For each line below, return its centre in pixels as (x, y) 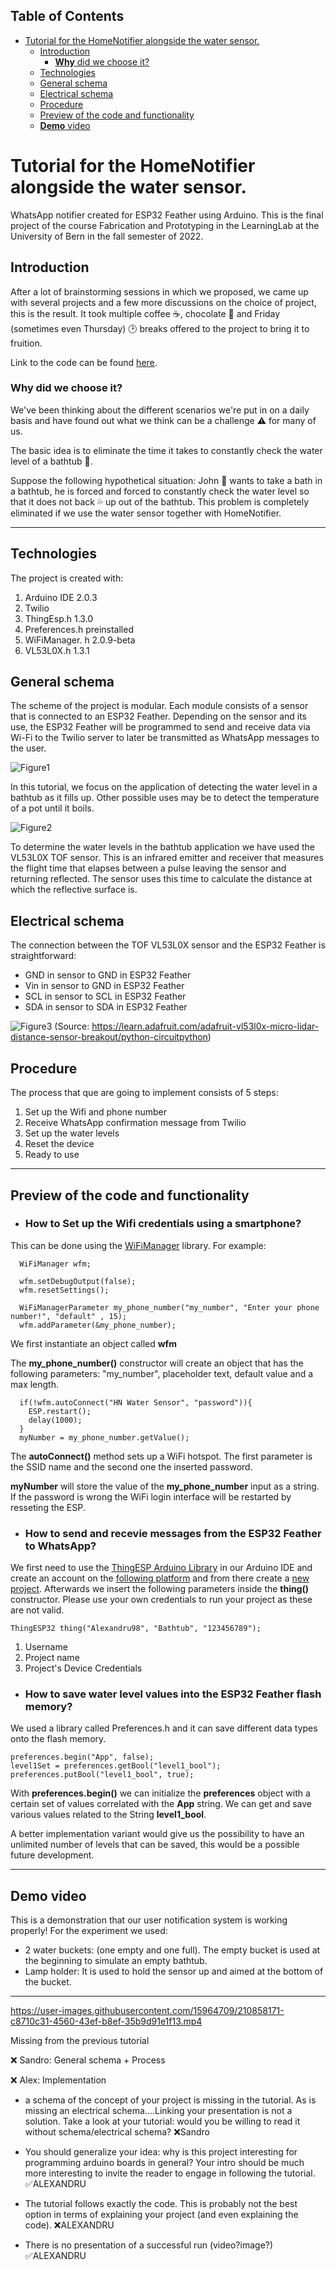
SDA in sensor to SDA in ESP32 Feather (106, 1007)
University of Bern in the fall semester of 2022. (107, 236)
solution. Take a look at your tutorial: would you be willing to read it (162, 2121)
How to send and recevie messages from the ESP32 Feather (173, 1533)
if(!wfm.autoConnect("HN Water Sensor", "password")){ (136, 1402)
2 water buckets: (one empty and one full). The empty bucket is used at (172, 1950)
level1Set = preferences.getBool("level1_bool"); (116, 1766)
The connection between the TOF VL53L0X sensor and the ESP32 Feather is (168, 945)
